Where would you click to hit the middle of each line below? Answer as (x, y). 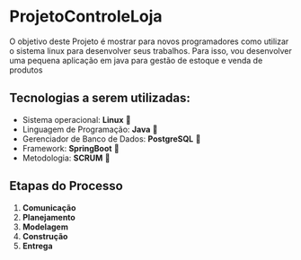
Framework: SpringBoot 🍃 (71, 148)
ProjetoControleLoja (86, 17)
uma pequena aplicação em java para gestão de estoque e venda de (136, 60)
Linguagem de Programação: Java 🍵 (90, 129)
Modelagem (45, 227)
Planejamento (49, 217)
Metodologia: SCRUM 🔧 (66, 158)
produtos (26, 70)
